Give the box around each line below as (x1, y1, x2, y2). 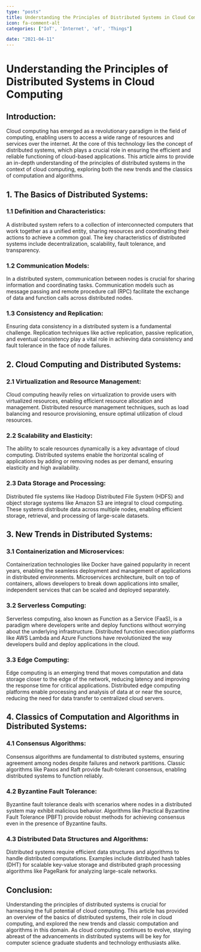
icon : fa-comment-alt (6, 20, 60, 26)
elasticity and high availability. (6, 464, 80, 472)
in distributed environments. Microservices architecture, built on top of (6, 573, 181, 581)
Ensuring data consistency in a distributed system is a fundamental (6, 323, 172, 330)
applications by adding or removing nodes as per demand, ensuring (6, 458, 173, 465)
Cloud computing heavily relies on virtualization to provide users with (6, 391, 176, 398)
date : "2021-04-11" (6, 37, 55, 43)
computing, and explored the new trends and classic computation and (6, 920, 179, 927)
